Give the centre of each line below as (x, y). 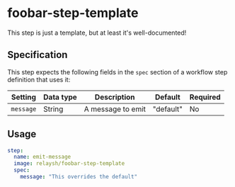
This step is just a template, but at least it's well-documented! (97, 33)
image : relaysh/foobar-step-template (69, 164)
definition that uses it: (39, 79)
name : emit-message (42, 157)
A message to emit (115, 109)
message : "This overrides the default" (79, 177)
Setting (24, 97)
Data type (61, 97)
